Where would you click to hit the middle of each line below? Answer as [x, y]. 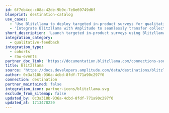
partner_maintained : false [33, 84]
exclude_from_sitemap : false [36, 93]
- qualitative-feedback [34, 42]
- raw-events [23, 56]
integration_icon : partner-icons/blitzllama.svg [57, 89]
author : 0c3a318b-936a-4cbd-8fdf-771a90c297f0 [55, 75]
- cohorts [20, 51]
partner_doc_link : [24, 61]
